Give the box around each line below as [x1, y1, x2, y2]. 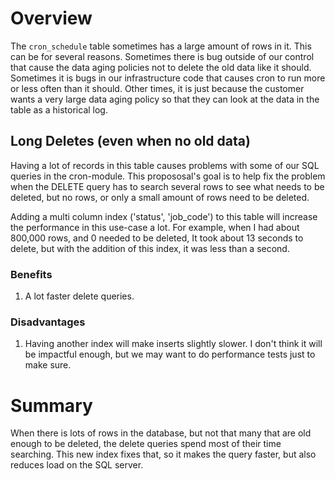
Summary [10, 394, 93, 417]
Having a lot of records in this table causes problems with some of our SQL [10, 159, 320, 171]
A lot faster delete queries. [24, 290, 135, 302]
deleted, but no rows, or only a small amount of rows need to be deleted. [10, 191, 310, 203]
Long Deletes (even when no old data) [10, 133, 251, 150]
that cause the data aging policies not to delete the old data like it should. [10, 61, 312, 73]
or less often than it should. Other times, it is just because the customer [10, 82, 305, 94]
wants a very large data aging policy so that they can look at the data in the [10, 93, 320, 105]
